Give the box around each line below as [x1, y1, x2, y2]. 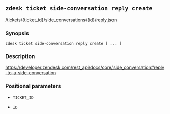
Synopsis [5, 30, 29, 37]
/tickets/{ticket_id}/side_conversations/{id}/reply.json [5, 17, 117, 23]
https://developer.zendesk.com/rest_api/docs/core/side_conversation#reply [5, 64, 164, 71]
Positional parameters [5, 82, 61, 90]
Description [5, 53, 35, 60]
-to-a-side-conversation [5, 70, 56, 76]
